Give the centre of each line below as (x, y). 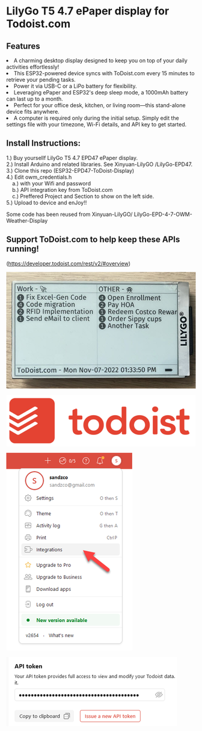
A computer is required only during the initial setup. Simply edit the (96, 118)
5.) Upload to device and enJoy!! (47, 202)
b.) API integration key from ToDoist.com (62, 190)
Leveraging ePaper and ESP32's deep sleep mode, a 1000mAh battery (101, 92)
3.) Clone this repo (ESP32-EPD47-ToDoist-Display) (70, 170)
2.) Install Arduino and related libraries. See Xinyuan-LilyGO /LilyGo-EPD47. (99, 164)
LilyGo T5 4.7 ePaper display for (88, 11)
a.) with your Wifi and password (51, 183)
